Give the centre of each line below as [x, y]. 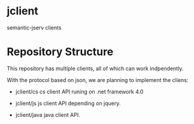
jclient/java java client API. [48, 114]
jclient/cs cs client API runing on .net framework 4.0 [79, 92]
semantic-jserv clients [34, 28]
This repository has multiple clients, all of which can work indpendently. [95, 68]
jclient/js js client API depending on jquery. [68, 103]
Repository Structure [60, 52]
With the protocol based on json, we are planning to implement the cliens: [98, 80]
